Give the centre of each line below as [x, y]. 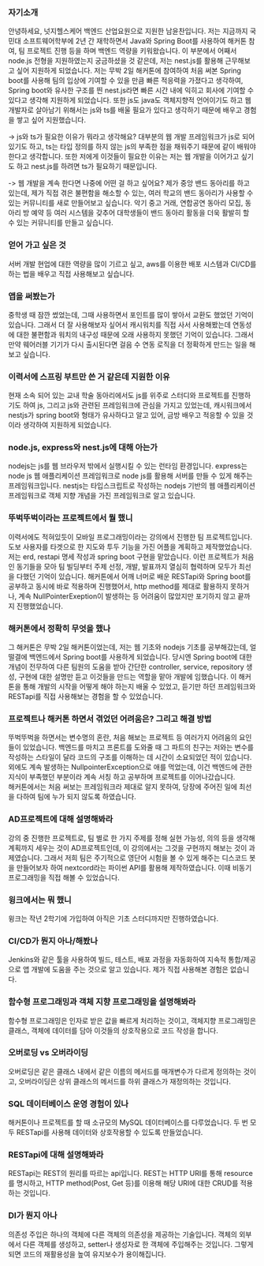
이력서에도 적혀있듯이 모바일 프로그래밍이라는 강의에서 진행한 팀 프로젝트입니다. [130, 537]
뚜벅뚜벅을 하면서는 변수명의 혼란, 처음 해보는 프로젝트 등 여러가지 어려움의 [123, 738]
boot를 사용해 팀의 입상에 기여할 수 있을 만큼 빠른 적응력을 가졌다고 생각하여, [126, 81]
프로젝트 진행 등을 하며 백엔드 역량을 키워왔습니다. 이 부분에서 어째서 [132, 51]
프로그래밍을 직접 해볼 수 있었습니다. [64, 877]
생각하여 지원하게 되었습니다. [67, 425]
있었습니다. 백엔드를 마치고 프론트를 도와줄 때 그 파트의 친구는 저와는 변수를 [138, 747]
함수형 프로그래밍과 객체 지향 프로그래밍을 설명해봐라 [102, 1002]
